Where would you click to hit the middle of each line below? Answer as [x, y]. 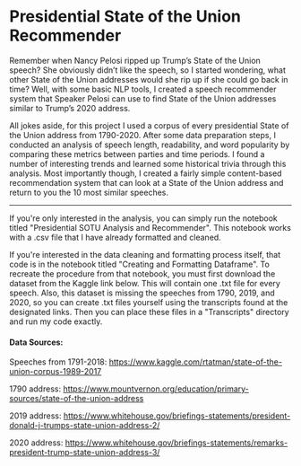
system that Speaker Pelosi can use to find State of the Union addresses [143, 98]
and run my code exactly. [56, 321]
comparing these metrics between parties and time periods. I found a [137, 154]
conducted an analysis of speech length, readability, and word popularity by [150, 145]
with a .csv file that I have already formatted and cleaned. [115, 237]
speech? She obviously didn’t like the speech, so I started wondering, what [148, 70]
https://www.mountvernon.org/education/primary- [155, 389]
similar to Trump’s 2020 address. [70, 108]
